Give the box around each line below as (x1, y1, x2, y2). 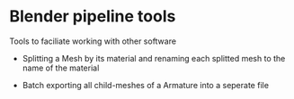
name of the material (22, 62, 100, 73)
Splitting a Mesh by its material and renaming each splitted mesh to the (22, 53, 286, 63)
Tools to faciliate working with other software (9, 36, 177, 46)
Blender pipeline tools (9, 6, 176, 27)
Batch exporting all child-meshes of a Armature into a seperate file (22, 79, 270, 90)
